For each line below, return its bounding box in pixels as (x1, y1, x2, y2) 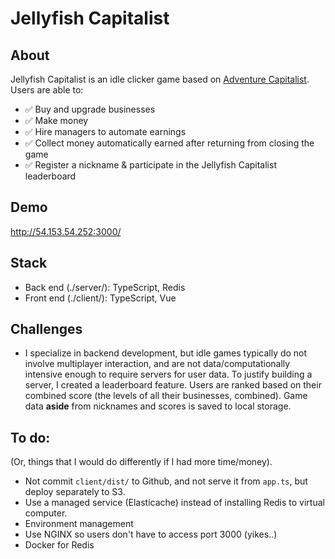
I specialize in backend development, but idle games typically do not (24, 347, 308, 359)
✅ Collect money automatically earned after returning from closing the (24, 137, 315, 149)
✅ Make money (24, 115, 89, 126)
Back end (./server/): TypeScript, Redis (24, 281, 186, 293)
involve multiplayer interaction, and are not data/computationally (24, 358, 291, 370)
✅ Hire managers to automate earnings (24, 126, 187, 137)
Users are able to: (10, 84, 84, 96)
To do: (10, 429, 51, 446)
